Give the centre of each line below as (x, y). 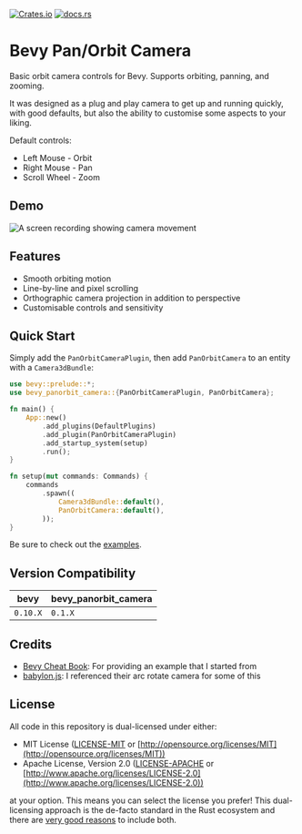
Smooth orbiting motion (67, 279)
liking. (20, 122)
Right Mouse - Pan (57, 168)
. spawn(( (59, 493)
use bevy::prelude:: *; (52, 384)
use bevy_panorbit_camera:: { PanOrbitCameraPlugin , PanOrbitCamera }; (142, 393)
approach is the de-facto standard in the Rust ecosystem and (160, 809)
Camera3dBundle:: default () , (111, 502)
